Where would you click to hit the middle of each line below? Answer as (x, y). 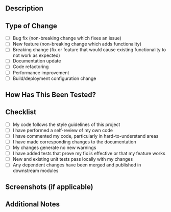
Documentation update (37, 61)
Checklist (21, 112)
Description (24, 8)
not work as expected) (36, 55)
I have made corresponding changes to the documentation (74, 142)
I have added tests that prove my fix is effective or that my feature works (89, 154)
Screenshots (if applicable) (49, 187)
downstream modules (35, 171)
